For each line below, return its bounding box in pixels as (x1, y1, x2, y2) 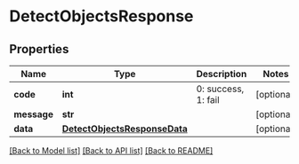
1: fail (196, 94, 220, 105)
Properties (9, 42, 69, 57)
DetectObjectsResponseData (61, 122, 189, 135)
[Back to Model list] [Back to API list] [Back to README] (9, 145, 214, 156)
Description (196, 68, 247, 80)
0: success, (196, 82, 245, 95)
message (13, 108, 53, 121)
